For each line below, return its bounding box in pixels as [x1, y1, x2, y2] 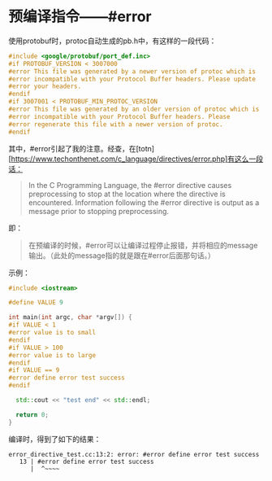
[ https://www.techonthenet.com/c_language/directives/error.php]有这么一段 [8, 154, 264, 164]
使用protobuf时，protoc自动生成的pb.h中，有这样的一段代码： [8, 36, 217, 46]
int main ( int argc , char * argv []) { [8, 313, 132, 321]
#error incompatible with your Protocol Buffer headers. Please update [8, 75, 256, 83]
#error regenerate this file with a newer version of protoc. [8, 120, 223, 129]
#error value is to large [8, 351, 96, 359]
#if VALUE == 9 [8, 366, 60, 374]
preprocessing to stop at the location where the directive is [28, 189, 226, 199]
